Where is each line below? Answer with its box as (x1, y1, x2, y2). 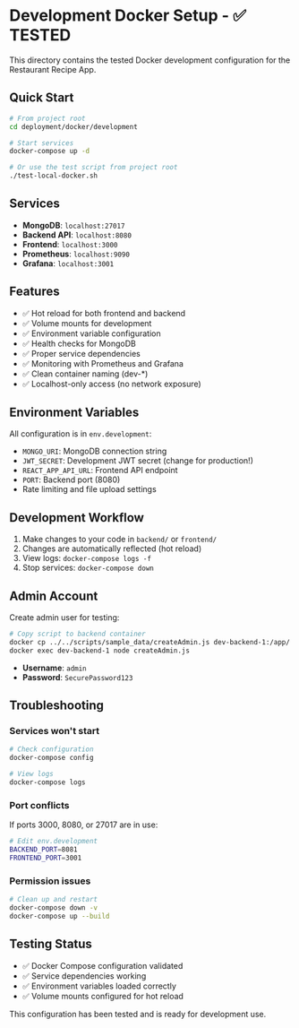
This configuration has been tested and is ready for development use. (9, 1008, 267, 1019)
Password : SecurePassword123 (21, 671, 133, 682)
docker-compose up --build (9, 911, 110, 920)
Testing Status (9, 937, 92, 952)
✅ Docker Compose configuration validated (21, 960, 184, 971)
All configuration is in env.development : (9, 428, 152, 439)
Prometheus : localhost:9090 (21, 248, 130, 259)
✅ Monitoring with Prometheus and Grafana (21, 358, 184, 368)
